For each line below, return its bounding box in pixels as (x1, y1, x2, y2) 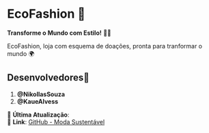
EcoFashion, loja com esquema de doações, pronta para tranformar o (7, 42, 203, 50)
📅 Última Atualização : (7, 110, 70, 119)
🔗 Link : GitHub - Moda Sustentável (7, 117, 105, 125)
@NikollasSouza (16, 90, 66, 98)
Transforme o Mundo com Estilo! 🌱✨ (7, 29, 111, 37)
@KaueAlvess (16, 97, 59, 105)
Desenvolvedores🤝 (7, 72, 90, 84)
